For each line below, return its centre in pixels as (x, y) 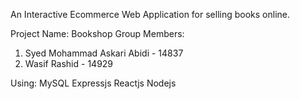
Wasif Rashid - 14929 (69, 63)
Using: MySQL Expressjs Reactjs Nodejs (93, 83)
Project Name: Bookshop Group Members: (97, 33)
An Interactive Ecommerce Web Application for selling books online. (150, 14)
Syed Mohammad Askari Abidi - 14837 (104, 53)
